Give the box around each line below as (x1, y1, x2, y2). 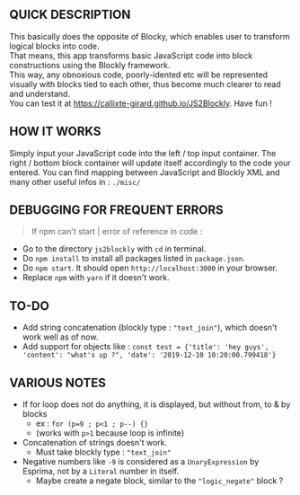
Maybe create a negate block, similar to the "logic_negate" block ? (35, 475, 284, 486)
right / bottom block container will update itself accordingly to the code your (9, 157, 291, 168)
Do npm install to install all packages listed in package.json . (22, 253, 245, 264)
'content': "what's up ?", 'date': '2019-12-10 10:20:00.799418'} (22, 350, 277, 360)
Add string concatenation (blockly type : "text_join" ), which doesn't (22, 323, 278, 333)
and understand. (9, 88, 70, 99)
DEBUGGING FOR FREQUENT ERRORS (9, 202, 224, 218)
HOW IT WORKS (9, 124, 101, 139)
